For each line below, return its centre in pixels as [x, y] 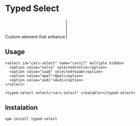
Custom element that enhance [35, 36]
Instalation [21, 108]
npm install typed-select [31, 119]
